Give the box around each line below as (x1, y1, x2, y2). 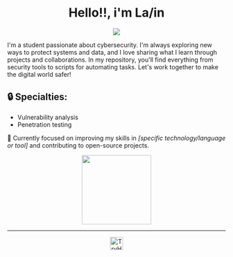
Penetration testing (17, 120, 72, 129)
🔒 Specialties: (7, 91, 68, 103)
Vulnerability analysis (17, 113, 78, 121)
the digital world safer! (7, 70, 71, 78)
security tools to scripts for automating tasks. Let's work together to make (7, 62, 218, 71)
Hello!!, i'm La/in (68, 5, 165, 21)
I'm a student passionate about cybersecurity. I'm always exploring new (7, 40, 213, 49)
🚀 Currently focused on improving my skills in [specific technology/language (7, 134, 226, 142)
